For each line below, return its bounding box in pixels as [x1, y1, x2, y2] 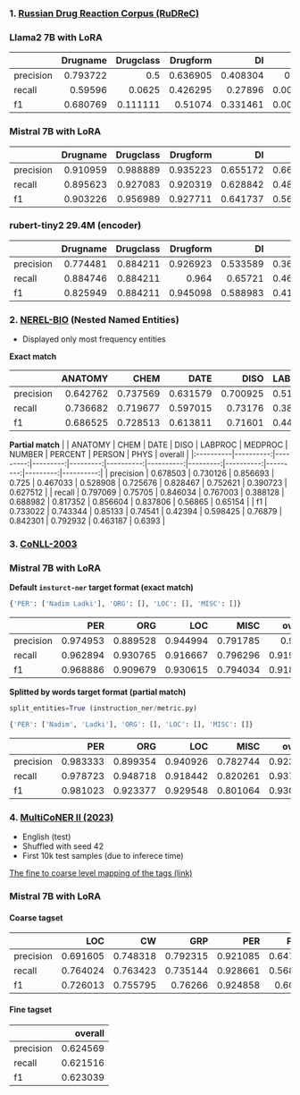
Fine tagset [9, 1004, 52, 1014]
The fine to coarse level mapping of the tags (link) [9, 868, 193, 879]
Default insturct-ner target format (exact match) [9, 582, 194, 593]
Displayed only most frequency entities [21, 334, 167, 344]
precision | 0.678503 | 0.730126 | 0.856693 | [110, 468, 275, 479]
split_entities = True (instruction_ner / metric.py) [9, 704, 198, 713]
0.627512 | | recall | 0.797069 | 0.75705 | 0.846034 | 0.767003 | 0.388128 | [9, 487, 285, 498]
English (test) [21, 831, 71, 843]
